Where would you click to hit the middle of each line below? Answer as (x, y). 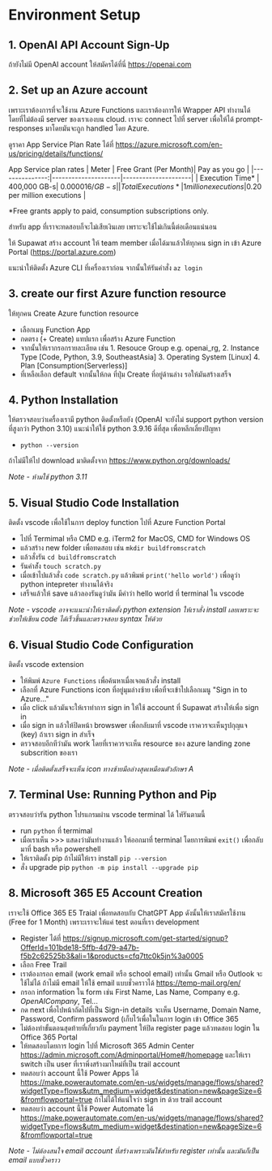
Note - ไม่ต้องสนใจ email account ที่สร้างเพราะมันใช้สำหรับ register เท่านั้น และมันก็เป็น (134, 1151)
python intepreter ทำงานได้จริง (66, 584)
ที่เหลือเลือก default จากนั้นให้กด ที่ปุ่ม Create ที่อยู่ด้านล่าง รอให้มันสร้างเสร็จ (125, 374)
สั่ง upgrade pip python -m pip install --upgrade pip (109, 867)
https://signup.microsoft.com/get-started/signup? (146, 938)
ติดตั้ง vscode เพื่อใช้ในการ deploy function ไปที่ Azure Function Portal (117, 523)
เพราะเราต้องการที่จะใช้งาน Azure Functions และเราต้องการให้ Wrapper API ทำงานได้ (130, 110)
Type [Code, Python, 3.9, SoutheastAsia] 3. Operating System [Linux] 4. (140, 357)
